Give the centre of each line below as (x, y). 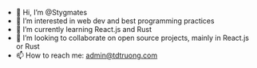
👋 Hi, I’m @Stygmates (51, 12)
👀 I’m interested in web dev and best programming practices (115, 21)
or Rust (28, 46)
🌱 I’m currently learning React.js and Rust (84, 29)
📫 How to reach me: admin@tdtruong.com (87, 55)
